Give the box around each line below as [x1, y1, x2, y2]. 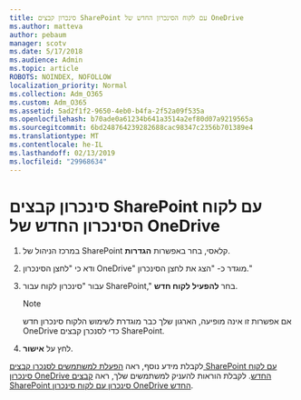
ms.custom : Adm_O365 [9, 97, 88, 107]
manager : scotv [9, 38, 67, 48]
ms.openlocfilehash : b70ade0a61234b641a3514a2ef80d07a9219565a [9, 115, 254, 124]
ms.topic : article [9, 65, 79, 74]
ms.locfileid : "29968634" [9, 156, 107, 166]
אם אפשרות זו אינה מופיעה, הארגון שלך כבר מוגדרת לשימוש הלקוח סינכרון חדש [22, 315, 292, 327]
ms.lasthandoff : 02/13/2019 [9, 148, 116, 157]
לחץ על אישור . [22, 343, 74, 355]
